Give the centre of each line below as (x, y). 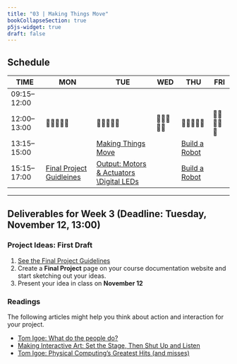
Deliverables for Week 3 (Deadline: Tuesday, (107, 214)
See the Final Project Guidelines (64, 260)
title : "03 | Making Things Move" (58, 14)
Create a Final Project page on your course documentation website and (122, 268)
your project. (26, 324)
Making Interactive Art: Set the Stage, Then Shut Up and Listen (109, 346)
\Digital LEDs (117, 182)
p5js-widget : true (34, 27)
